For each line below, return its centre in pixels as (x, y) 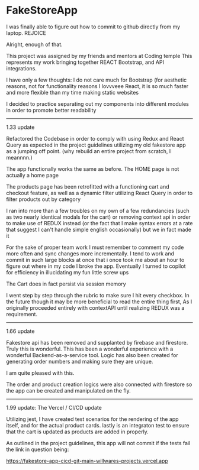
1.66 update (20, 331)
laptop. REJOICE (26, 33)
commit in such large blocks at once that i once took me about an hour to (95, 260)
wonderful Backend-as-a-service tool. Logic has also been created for (92, 355)
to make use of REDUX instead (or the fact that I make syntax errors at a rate (99, 223)
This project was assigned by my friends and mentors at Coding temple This (99, 56)
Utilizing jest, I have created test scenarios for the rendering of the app (92, 419)
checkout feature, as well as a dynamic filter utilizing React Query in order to (99, 193)
